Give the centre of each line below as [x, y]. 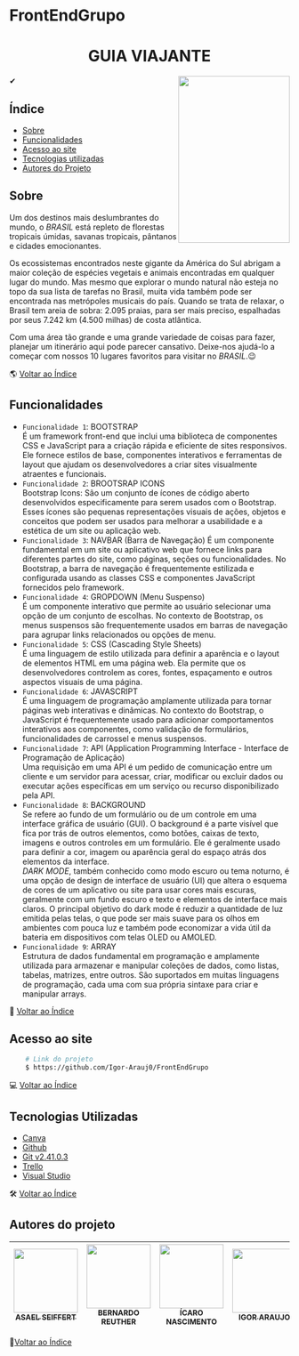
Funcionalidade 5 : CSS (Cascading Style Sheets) [112, 644]
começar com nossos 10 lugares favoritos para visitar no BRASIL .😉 [133, 356]
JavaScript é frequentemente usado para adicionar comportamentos [148, 719]
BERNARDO [118, 1312]
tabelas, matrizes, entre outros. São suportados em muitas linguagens [150, 974]
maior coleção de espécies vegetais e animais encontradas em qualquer [142, 272]
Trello [32, 1166]
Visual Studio [46, 1175]
